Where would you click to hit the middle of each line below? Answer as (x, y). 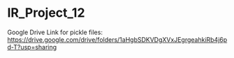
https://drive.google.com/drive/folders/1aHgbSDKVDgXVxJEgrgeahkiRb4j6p (117, 39)
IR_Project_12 (46, 13)
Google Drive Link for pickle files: (55, 32)
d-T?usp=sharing (32, 47)
